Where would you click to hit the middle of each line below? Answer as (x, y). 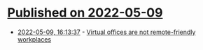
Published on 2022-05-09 (85, 13)
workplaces (34, 39)
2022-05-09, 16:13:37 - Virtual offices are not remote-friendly (106, 32)
